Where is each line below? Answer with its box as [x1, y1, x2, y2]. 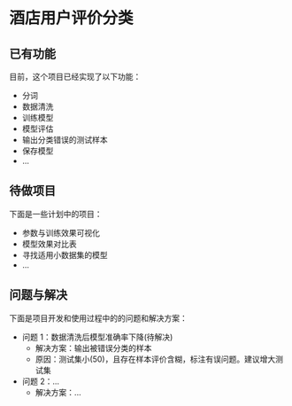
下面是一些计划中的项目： [9, 208, 103, 219]
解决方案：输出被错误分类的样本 [35, 342, 152, 353]
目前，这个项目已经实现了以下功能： [9, 72, 142, 82]
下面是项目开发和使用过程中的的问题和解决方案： [9, 312, 188, 324]
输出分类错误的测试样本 [21, 135, 108, 144]
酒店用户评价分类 [9, 8, 134, 28]
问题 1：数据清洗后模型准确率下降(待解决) [21, 332, 173, 342]
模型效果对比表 [21, 238, 77, 249]
